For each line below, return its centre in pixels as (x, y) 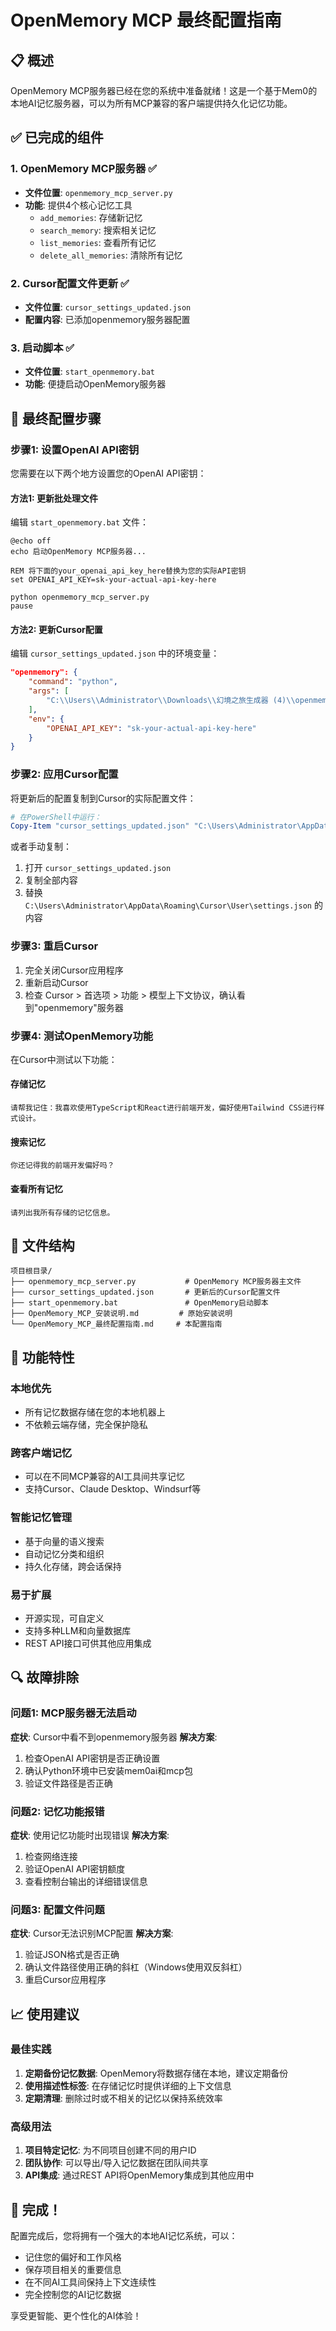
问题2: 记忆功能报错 (57, 1811)
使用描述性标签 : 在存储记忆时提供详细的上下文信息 (128, 2085)
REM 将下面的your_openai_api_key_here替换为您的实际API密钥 (128, 571)
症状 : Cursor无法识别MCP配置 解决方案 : (92, 1933)
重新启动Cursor (56, 982)
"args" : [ (49, 691)
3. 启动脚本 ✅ (42, 348)
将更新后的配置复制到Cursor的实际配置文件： (103, 798)
